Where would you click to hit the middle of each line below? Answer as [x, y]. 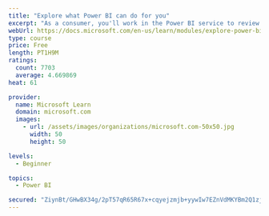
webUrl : [21, 30]
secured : [23, 200]
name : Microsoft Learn [53, 105]
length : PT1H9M [34, 53]
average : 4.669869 [46, 75]
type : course [30, 38]
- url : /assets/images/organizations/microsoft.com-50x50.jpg [128, 127]
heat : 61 [23, 82]
